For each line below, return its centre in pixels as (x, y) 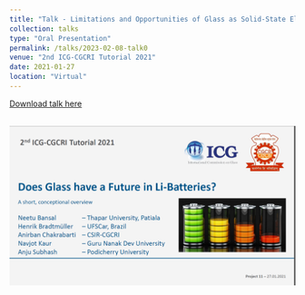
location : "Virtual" (49, 77)
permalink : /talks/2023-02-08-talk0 (79, 48)
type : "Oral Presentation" (60, 38)
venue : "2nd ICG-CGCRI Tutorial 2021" (83, 58)
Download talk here (46, 103)
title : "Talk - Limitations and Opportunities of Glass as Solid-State (148, 19)
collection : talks (44, 29)
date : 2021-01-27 (42, 67)
